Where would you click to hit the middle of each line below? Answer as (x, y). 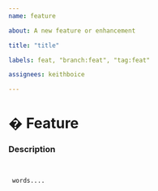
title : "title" (34, 46)
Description (32, 150)
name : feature (32, 16)
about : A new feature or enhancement (72, 30)
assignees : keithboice (47, 75)
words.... (28, 180)
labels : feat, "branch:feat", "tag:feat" (79, 60)
